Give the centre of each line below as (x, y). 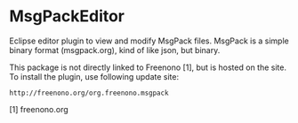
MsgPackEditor (67, 16)
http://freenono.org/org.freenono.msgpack (89, 93)
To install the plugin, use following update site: (94, 76)
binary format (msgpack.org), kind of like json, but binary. (115, 50)
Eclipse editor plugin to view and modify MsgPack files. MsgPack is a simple (149, 41)
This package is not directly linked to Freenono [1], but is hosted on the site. (148, 67)
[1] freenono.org (39, 109)
